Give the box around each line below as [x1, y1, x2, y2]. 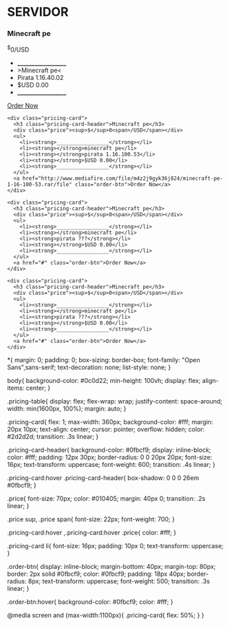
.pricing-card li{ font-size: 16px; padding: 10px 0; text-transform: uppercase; [7, 542, 224, 550]
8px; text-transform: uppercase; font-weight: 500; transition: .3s [28, 577, 210, 585]
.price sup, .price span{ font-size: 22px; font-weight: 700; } [7, 515, 175, 523]
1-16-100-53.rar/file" [7, 181, 72, 188]
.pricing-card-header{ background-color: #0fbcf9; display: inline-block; [7, 446, 211, 455]
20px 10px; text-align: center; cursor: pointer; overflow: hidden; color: [7, 425, 205, 434]
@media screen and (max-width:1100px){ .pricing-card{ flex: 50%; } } [7, 611, 205, 620]
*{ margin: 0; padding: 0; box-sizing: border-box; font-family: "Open [7, 356, 200, 364]
